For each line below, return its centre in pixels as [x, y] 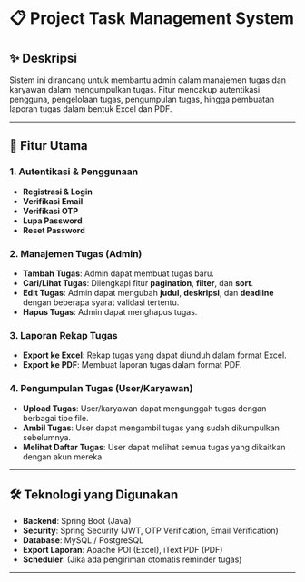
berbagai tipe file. [55, 418]
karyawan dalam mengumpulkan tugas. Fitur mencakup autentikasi [135, 89]
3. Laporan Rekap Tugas [64, 335]
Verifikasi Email [53, 201]
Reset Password [54, 230]
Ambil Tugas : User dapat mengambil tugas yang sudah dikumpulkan [151, 428]
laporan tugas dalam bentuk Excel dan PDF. [91, 109]
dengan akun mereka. [63, 457]
